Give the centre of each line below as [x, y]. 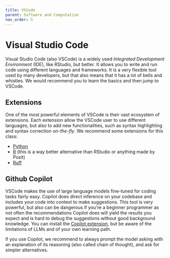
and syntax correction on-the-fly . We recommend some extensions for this [84, 131]
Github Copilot [29, 179]
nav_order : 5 [19, 19]
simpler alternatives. [27, 250]
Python [20, 146]
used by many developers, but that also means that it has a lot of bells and [84, 75]
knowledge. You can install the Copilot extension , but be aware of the [79, 224]
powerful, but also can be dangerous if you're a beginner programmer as [82, 207]
